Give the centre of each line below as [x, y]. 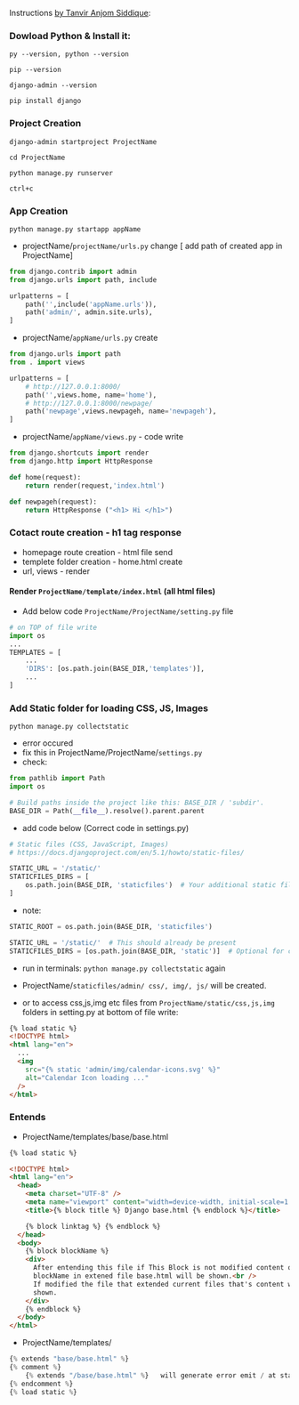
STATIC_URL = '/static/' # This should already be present [123, 942]
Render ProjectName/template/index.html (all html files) [113, 592]
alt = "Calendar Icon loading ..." [87, 1078]
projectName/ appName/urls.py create [90, 338]
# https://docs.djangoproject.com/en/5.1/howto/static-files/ [127, 852]
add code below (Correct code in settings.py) [105, 828]
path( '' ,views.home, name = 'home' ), [91, 395]
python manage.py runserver [61, 173]
